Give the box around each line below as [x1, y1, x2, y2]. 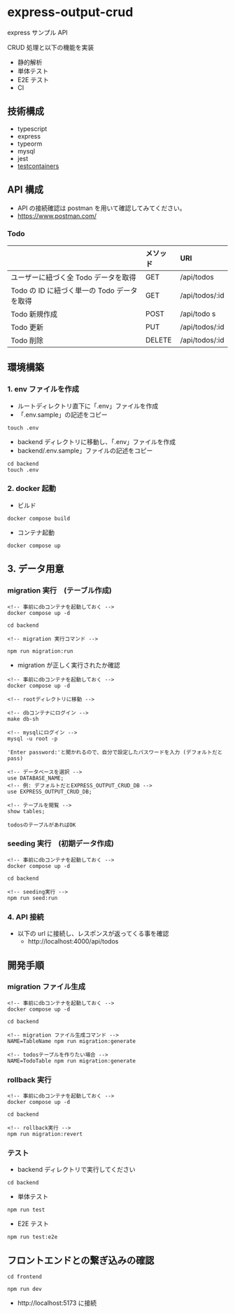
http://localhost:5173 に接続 [17, 1299, 97, 1307]
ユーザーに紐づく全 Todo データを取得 [10, 272, 136, 282]
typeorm [17, 139, 43, 148]
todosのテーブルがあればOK [7, 821, 76, 829]
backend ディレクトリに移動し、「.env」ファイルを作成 [17, 437, 176, 445]
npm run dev [7, 1286, 42, 1293]
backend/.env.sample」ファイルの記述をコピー [17, 446, 153, 455]
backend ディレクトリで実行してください [17, 1166, 136, 1174]
